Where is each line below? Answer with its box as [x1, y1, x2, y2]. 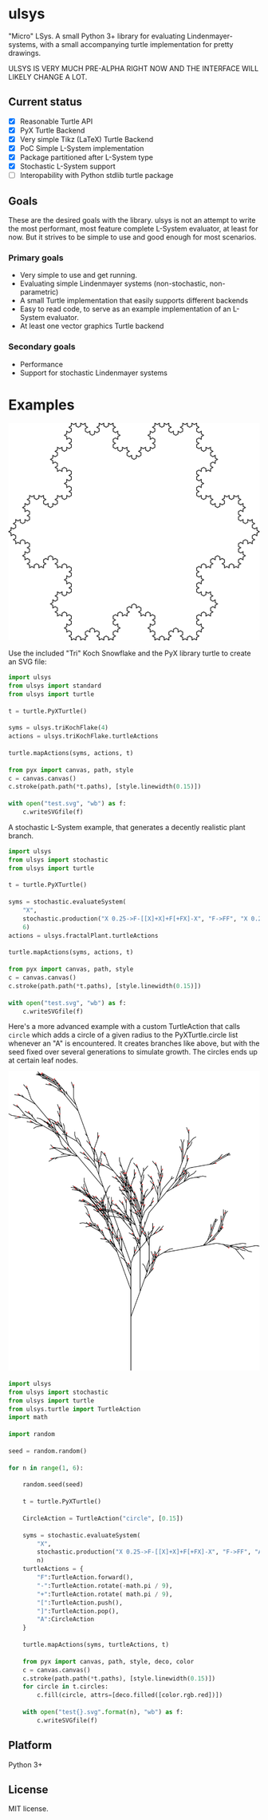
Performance [19, 359, 64, 369]
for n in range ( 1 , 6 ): [8, 1464, 84, 1472]
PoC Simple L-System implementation [19, 143, 144, 152]
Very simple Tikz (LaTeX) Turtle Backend [19, 134, 154, 144]
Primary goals [8, 252, 64, 263]
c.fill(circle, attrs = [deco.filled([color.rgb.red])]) [37, 1691, 223, 1699]
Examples [8, 396, 75, 413]
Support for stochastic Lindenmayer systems [19, 368, 168, 378]
